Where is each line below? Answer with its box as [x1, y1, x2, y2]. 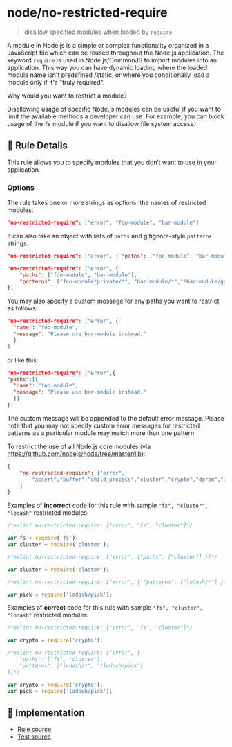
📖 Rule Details [7, 140, 68, 152]
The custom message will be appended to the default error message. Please [7, 414, 224, 422]
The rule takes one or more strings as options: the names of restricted [7, 199, 206, 207]
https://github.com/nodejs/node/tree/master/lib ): [7, 449, 146, 458]
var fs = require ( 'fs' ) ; [7, 535, 79, 542]
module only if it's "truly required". [7, 78, 105, 86]
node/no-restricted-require [7, 5, 168, 21]
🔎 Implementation [7, 707, 85, 719]
